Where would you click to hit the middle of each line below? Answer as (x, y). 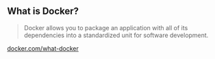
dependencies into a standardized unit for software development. (116, 35)
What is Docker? (43, 11)
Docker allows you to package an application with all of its (106, 27)
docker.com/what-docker (43, 48)
